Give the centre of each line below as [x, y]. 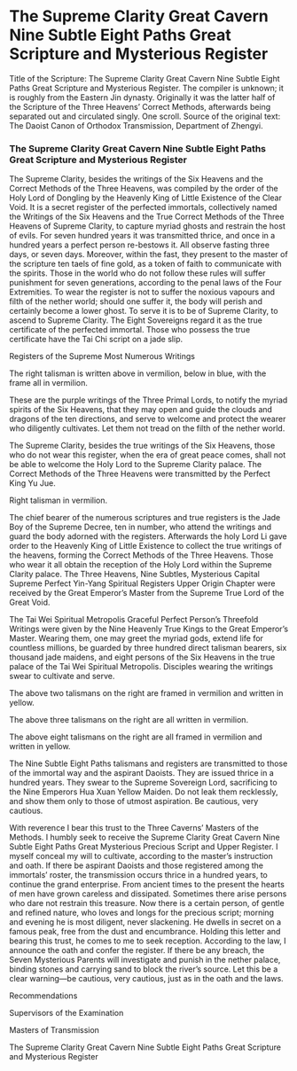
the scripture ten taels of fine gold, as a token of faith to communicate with [145, 264]
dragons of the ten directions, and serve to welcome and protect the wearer [148, 419]
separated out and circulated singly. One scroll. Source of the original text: [145, 116]
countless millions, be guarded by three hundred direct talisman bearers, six [148, 648]
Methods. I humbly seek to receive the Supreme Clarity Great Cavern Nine [145, 837]
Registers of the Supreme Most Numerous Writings [102, 356]
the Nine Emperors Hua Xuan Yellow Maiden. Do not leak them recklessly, [144, 792]
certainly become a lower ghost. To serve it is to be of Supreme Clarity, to [144, 311]
